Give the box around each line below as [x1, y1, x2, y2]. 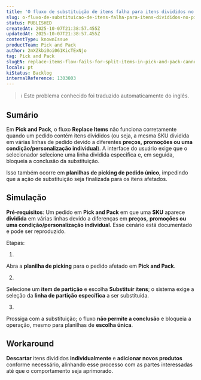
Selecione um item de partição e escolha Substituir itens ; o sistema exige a [6, 285, 194, 293]
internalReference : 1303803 [6, 75, 77, 81]
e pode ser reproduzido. [6, 228, 66, 235]
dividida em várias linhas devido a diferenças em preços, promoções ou [6, 214, 187, 222]
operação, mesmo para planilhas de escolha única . [6, 321, 133, 329]
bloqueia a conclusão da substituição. [6, 157, 100, 164]
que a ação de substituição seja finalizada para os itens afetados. [6, 175, 167, 182]
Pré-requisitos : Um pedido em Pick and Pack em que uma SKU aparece [6, 209, 185, 216]
